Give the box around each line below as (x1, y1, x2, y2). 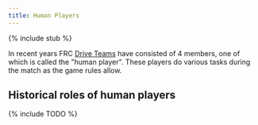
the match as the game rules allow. (8, 65, 122, 75)
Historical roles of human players (8, 89, 176, 102)
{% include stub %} (8, 33, 73, 43)
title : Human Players (8, 11, 80, 20)
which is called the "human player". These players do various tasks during (8, 57, 251, 66)
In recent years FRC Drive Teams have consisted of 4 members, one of (8, 48, 241, 58)
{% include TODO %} (8, 109, 78, 119)
